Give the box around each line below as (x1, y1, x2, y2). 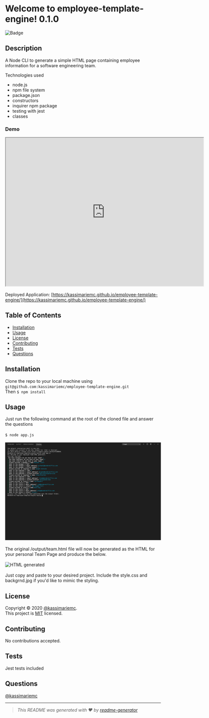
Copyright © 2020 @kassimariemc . (5, 605, 78, 611)
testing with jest (12, 108, 45, 114)
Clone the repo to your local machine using (5, 378, 93, 384)
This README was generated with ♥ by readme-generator (17, 707, 138, 713)
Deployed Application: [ (5, 292, 53, 298)
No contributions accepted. (5, 638, 61, 644)
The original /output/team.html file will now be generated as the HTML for (5, 546, 155, 552)
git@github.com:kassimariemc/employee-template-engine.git (5, 384, 129, 389)
